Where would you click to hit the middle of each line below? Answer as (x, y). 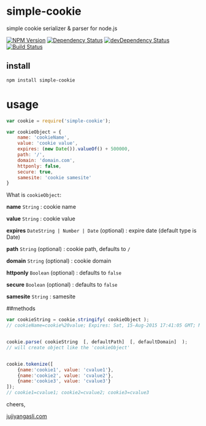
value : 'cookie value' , (48, 143)
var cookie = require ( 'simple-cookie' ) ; (59, 121)
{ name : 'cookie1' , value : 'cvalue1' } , (66, 370)
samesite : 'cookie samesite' (55, 177)
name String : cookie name (41, 207)
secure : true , (35, 172)
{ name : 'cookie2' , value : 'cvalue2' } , (66, 376)
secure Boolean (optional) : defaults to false (62, 285)
